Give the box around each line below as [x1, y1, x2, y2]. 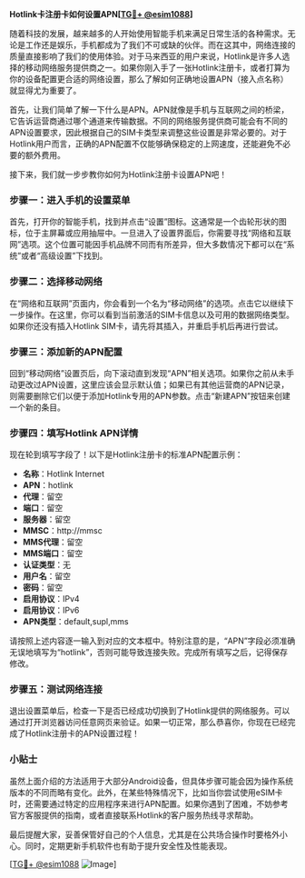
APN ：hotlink [22, 480, 74, 491]
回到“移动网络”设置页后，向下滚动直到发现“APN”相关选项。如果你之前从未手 [9, 367, 295, 378]
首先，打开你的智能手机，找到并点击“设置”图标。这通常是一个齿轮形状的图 [9, 216, 288, 227]
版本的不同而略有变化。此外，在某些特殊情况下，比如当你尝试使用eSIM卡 [9, 786, 283, 798]
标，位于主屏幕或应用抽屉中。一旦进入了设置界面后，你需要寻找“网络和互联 [9, 227, 292, 239]
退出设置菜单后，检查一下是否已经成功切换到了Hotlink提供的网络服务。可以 [9, 705, 290, 716]
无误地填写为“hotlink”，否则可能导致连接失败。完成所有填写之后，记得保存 [9, 647, 289, 658]
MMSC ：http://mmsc [22, 525, 103, 536]
